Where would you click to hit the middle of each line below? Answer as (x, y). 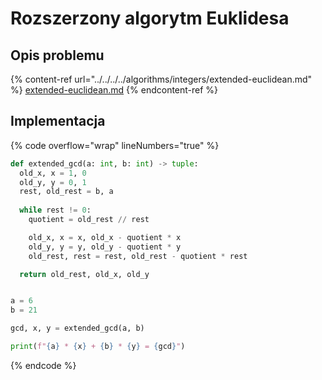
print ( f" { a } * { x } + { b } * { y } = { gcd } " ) (98, 347)
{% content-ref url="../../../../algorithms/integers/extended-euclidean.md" (161, 79)
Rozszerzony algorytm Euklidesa (150, 18)
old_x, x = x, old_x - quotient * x (105, 237)
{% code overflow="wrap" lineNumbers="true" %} (115, 145)
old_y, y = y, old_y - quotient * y (105, 247)
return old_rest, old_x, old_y (84, 274)
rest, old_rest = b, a (66, 192)
